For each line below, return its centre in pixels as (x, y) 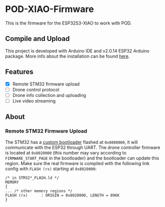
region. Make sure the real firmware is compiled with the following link (77, 163)
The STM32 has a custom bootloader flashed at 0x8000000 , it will (71, 142)
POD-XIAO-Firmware (49, 9)
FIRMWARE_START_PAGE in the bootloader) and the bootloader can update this (82, 158)
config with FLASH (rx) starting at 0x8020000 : (51, 168)
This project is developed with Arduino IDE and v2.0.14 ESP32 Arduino (77, 50)
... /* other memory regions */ (39, 191)
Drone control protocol (36, 89)
